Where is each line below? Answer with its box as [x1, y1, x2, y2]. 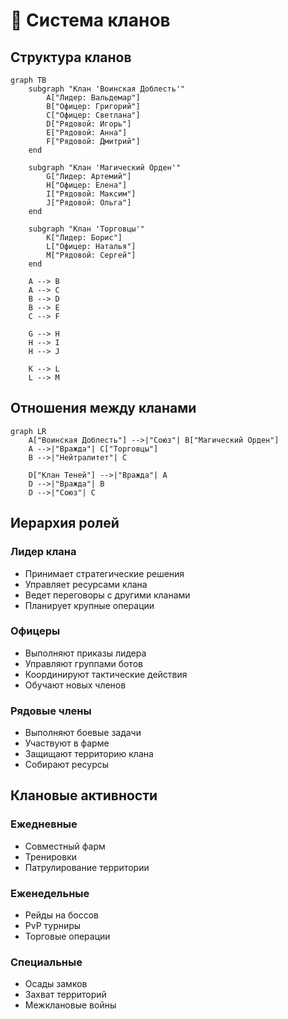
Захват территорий [24, 989, 107, 1001]
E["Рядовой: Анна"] [46, 128, 128, 138]
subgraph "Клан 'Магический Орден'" [28, 163, 182, 173]
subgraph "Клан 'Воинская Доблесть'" [28, 84, 186, 94]
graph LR [10, 426, 47, 436]
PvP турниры [24, 920, 82, 932]
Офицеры [10, 624, 61, 638]
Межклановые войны [24, 999, 117, 1011]
